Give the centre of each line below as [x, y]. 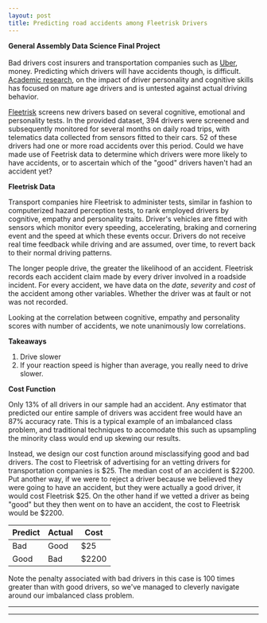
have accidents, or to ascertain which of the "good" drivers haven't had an [130, 162]
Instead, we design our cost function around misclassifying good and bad [129, 454]
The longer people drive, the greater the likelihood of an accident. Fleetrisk [131, 268]
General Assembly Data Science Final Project [84, 45]
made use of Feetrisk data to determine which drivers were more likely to [128, 154]
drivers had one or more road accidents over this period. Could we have [126, 146]
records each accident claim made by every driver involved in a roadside [127, 276]
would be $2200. [36, 512]
